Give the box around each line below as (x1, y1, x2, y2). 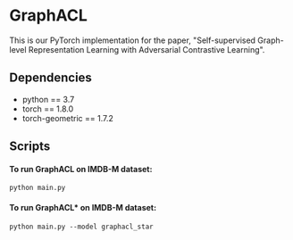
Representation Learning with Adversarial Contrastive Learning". (28, 44, 265, 54)
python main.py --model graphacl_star (9, 222, 154, 231)
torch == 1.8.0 (21, 103, 74, 114)
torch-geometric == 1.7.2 (21, 112, 114, 123)
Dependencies (9, 70, 92, 86)
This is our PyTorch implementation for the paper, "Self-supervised (9, 35, 256, 46)
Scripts (9, 139, 51, 154)
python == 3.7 (21, 94, 75, 104)
